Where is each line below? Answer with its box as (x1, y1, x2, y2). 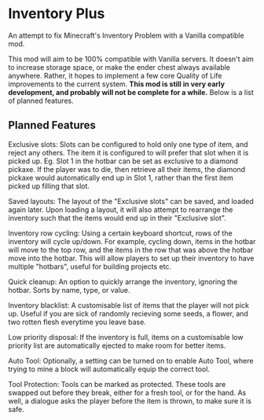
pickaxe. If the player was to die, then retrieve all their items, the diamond (8, 164, 246, 173)
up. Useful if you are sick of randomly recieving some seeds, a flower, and (8, 309, 249, 318)
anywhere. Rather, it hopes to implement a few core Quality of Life (8, 71, 222, 80)
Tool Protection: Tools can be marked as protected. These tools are (8, 379, 226, 389)
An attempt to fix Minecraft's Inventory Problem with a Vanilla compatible (8, 31, 245, 40)
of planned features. (8, 96, 74, 105)
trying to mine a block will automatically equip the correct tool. (8, 364, 211, 374)
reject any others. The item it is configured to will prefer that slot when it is (8, 148, 249, 157)
